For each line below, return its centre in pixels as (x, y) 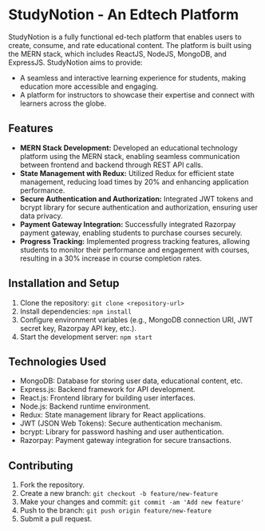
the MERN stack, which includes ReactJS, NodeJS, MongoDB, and (118, 54)
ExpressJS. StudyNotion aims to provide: (75, 62)
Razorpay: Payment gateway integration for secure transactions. (125, 441)
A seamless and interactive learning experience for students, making (132, 78)
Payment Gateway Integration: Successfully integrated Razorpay (128, 224)
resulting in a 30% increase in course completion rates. (111, 258)
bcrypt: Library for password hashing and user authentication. (122, 432)
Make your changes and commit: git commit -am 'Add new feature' (132, 502)
